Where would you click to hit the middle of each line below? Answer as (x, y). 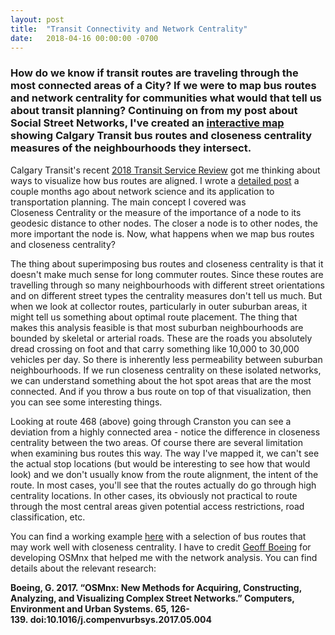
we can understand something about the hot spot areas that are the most (161, 380)
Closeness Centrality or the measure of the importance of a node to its (156, 212)
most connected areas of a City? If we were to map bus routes (163, 86)
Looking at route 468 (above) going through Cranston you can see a (151, 421)
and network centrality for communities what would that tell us (166, 98)
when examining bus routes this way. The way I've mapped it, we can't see (165, 453)
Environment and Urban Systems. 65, (90, 608)
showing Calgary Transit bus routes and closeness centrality (161, 136)
